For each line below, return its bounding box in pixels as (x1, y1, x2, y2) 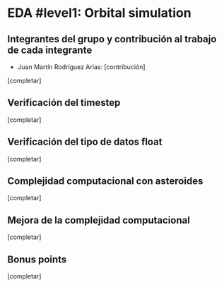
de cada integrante (7, 44, 93, 56)
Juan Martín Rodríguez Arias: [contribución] (17, 63, 146, 71)
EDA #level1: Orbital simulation (7, 5, 192, 21)
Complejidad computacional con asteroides (7, 175, 204, 188)
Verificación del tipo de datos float (7, 136, 163, 148)
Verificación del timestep (7, 97, 121, 109)
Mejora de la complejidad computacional (7, 214, 191, 226)
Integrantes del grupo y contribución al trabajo (7, 33, 217, 45)
